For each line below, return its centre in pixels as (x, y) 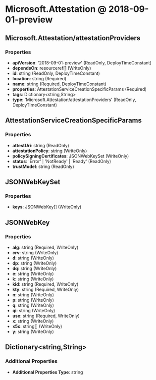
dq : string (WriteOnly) (34, 268)
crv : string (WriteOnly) (35, 252)
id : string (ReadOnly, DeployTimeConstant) (56, 73)
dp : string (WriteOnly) (34, 263)
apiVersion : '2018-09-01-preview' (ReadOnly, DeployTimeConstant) (82, 62)
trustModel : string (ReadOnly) (43, 166)
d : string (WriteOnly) (33, 258)
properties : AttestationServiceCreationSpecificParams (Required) (79, 89)
